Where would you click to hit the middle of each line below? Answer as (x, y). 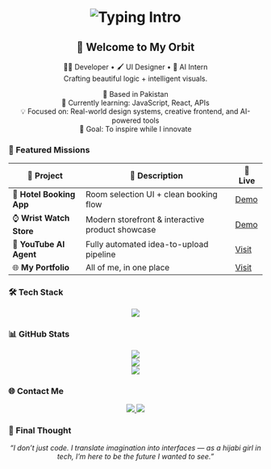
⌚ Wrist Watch (41, 218)
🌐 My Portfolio (41, 268)
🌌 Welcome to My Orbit (135, 47)
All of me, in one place (128, 268)
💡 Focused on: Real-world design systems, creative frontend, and (129, 111)
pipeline (101, 254)
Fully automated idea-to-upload (147, 245)
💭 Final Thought (40, 430)
